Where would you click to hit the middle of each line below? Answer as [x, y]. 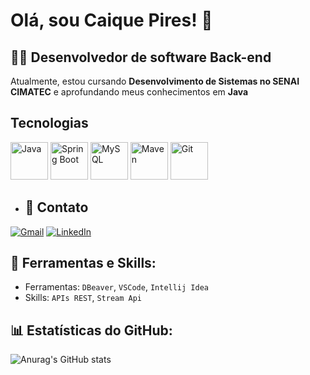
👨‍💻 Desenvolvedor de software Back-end [141, 57]
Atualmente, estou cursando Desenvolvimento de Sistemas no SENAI [155, 81]
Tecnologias [49, 123]
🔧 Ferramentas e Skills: [83, 263]
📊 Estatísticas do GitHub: [91, 330]
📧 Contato [56, 207]
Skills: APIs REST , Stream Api [83, 298]
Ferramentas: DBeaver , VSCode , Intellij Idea [116, 287]
